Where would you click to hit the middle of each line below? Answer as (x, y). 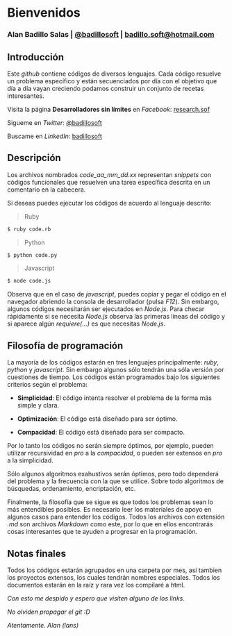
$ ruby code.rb (29, 229)
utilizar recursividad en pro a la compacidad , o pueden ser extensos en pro (115, 453)
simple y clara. (38, 405)
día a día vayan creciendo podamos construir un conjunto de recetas (106, 88)
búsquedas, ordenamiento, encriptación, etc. (72, 489)
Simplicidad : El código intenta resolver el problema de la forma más (114, 398)
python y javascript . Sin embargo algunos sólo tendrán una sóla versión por (116, 370)
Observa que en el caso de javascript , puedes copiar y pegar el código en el (117, 294)
